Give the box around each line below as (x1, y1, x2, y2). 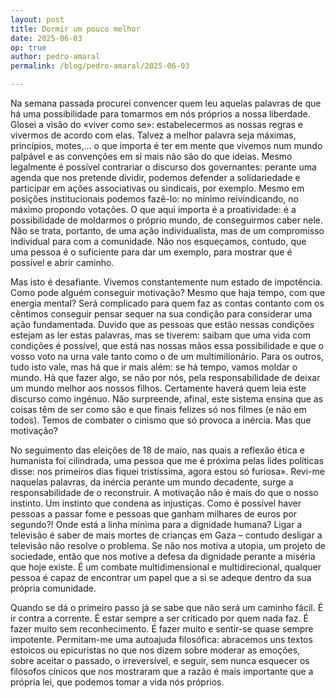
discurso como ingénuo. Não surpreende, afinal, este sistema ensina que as (10, 393, 324, 405)
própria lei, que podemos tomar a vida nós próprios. (10, 676, 225, 688)
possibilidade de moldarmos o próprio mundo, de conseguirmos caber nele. (10, 214, 323, 226)
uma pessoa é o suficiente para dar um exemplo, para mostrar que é (10, 246, 293, 258)
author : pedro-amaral (10, 52, 101, 62)
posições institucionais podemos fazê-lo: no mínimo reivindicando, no (10, 193, 300, 205)
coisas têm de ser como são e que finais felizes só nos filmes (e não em (10, 404, 307, 415)
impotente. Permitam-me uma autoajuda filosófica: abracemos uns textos (10, 634, 313, 645)
